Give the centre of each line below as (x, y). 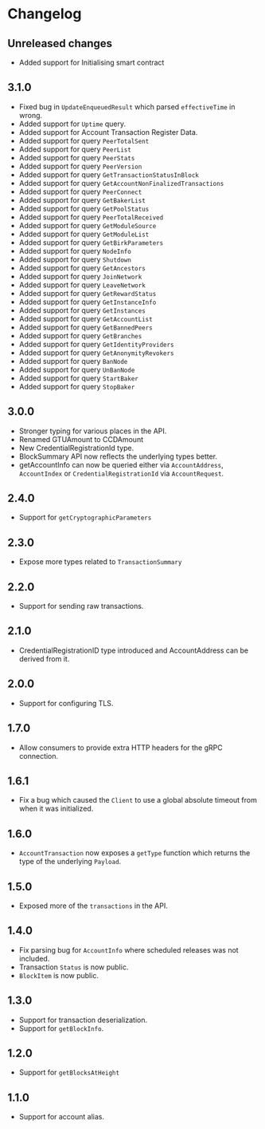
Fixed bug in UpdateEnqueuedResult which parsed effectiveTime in (127, 107)
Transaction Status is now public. (74, 967)
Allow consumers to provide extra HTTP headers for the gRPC (121, 748)
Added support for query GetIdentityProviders (96, 344)
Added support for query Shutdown (75, 259)
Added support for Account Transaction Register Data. (108, 132)
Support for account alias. (62, 1117)
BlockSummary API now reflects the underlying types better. (118, 456)
